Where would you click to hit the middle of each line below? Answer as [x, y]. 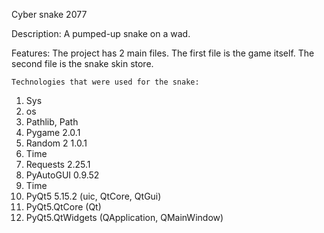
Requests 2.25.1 [58, 164]
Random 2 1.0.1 [56, 143]
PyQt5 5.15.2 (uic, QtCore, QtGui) [93, 196]
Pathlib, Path [52, 122]
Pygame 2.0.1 [53, 132]
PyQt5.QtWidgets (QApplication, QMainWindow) [124, 217]
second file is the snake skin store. [82, 63]
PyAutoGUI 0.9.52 [62, 175]
